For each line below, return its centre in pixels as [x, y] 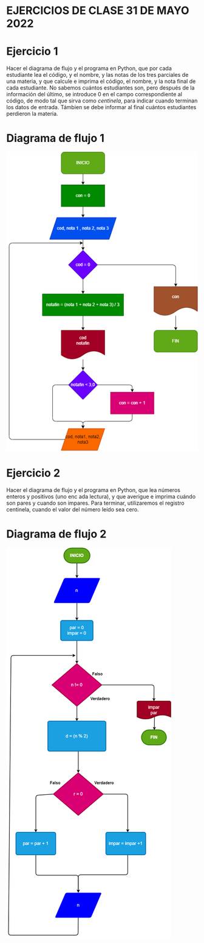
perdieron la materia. [32, 114]
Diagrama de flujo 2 [56, 534]
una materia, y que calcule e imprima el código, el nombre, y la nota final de [101, 81]
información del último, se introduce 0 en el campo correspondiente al [94, 94]
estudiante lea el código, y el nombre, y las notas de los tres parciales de [97, 75]
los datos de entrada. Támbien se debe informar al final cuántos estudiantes [101, 107]
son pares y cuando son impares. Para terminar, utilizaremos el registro [95, 503]
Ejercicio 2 [33, 473]
